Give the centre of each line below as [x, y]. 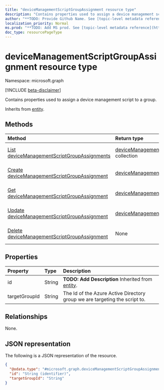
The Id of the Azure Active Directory [104, 293]
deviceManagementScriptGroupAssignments [59, 156]
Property [18, 271]
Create [15, 170]
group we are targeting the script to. [104, 299]
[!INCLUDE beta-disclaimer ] [33, 90]
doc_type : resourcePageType [34, 32]
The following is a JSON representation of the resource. [61, 356]
